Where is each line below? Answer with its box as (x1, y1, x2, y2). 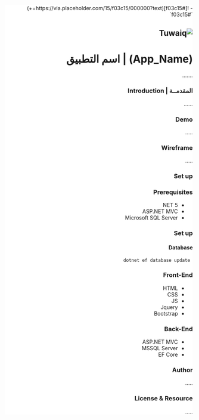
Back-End (164, 325, 193, 333)
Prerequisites (153, 188, 193, 196)
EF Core (158, 351, 178, 359)
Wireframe (161, 143, 193, 152)
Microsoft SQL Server (125, 214, 178, 221)
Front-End (163, 271, 193, 279)
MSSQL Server (141, 345, 178, 352)
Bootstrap (153, 310, 178, 317)
